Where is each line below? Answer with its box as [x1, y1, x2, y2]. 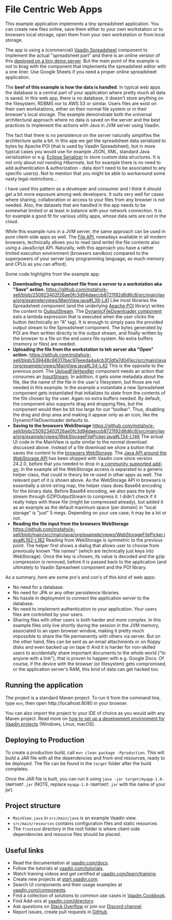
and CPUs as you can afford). [5, 261, 68, 267]
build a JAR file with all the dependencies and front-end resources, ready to [5, 755, 165, 761]
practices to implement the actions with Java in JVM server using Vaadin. [5, 122, 160, 128]
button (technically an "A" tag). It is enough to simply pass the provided [12, 319, 163, 325]
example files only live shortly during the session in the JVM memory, [12, 622, 160, 628]
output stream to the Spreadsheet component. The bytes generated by [12, 324, 162, 330]
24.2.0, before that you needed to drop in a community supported [12, 461, 152, 467]
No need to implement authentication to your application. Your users [12, 606, 157, 612]
